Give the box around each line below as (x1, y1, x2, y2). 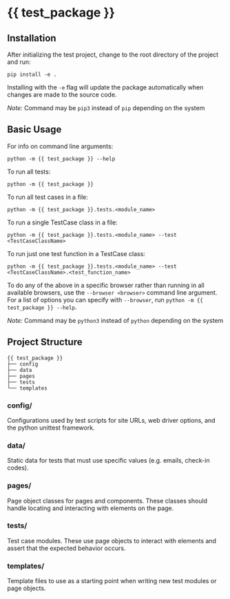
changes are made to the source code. (7, 91, 117, 98)
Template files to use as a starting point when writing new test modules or (7, 577, 217, 585)
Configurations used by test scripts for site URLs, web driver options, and (7, 416, 216, 424)
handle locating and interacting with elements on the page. (7, 504, 174, 512)
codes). (7, 463, 29, 472)
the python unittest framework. (7, 423, 95, 432)
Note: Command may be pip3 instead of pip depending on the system (7, 104, 205, 112)
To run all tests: (7, 167, 51, 176)
